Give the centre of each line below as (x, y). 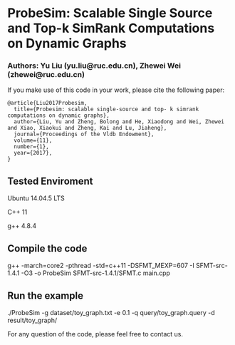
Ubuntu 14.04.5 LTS (36, 198)
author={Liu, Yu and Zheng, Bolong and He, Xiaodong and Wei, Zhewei (119, 122)
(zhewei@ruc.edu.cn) (46, 75)
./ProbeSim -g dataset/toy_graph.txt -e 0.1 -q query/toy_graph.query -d (111, 312)
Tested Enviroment (50, 181)
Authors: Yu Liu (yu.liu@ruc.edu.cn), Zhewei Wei (94, 66)
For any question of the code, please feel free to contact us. (95, 334)
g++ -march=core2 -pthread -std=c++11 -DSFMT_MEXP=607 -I (101, 266)
